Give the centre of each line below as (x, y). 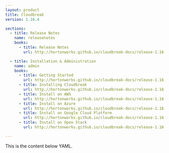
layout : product (22, 10)
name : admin (27, 66)
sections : (16, 28)
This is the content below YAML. (39, 146)
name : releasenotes (35, 38)
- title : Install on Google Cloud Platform (65, 113)
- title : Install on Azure (47, 104)
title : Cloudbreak (25, 15)
